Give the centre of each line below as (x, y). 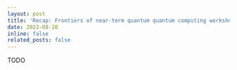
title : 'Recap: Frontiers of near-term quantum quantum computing (107, 21)
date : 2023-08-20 (33, 27)
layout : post (26, 14)
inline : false (28, 34)
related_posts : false (39, 40)
